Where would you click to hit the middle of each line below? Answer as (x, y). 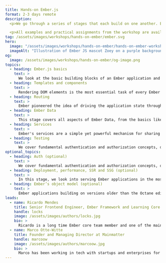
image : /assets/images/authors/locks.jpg (57, 216)
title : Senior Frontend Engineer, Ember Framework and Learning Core (87, 207)
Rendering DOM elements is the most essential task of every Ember (89, 92)
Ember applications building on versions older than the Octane (86, 193)
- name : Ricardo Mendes (34, 202)
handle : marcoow (31, 239)
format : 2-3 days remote (31, 14)
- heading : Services (31, 124)
